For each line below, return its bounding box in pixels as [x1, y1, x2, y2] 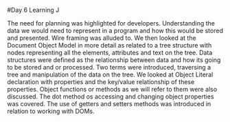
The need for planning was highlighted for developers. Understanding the [7, 19, 215, 27]
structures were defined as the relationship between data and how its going [7, 56, 221, 64]
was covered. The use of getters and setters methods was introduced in [7, 100, 211, 108]
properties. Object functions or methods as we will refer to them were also [7, 85, 218, 93]
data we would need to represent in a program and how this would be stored [7, 27, 223, 34]
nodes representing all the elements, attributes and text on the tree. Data [7, 48, 213, 57]
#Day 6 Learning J [7, 6, 60, 14]
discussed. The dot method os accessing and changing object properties [7, 92, 214, 101]
